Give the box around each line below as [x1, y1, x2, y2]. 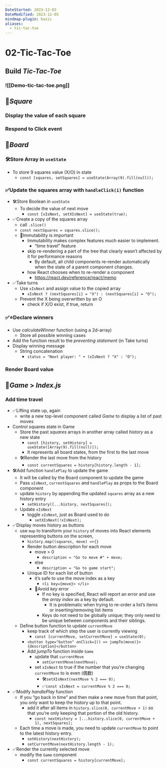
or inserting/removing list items [49, 607, 113, 613]
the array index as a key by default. [42, 596, 115, 602]
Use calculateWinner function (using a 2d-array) [12, 327, 112, 333]
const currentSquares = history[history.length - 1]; [27, 463, 141, 468]
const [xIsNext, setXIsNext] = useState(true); [27, 212, 128, 217]
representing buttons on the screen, [19, 533, 93, 539]
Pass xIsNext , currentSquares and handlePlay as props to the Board [19, 480, 158, 486]
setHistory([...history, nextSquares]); [27, 502, 112, 507]
